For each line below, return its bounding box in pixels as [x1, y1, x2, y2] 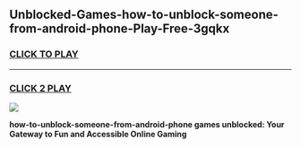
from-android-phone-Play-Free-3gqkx [9, 22, 230, 37]
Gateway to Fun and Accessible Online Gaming [9, 128, 187, 139]
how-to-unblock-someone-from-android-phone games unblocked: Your [9, 118, 285, 129]
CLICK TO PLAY [9, 48, 79, 61]
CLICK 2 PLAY [9, 82, 72, 94]
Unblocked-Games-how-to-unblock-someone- [9, 7, 279, 22]
